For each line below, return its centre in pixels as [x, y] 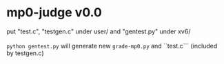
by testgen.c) [25, 53]
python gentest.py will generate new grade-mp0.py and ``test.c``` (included [112, 46]
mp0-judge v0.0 [54, 13]
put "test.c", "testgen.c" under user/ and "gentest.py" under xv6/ [99, 31]
